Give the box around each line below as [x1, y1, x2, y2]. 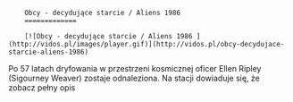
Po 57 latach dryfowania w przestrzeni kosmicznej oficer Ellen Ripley [8, 64, 262, 73]
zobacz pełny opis [8, 82, 76, 93]
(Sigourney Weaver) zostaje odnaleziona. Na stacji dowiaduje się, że [8, 72, 261, 83]
